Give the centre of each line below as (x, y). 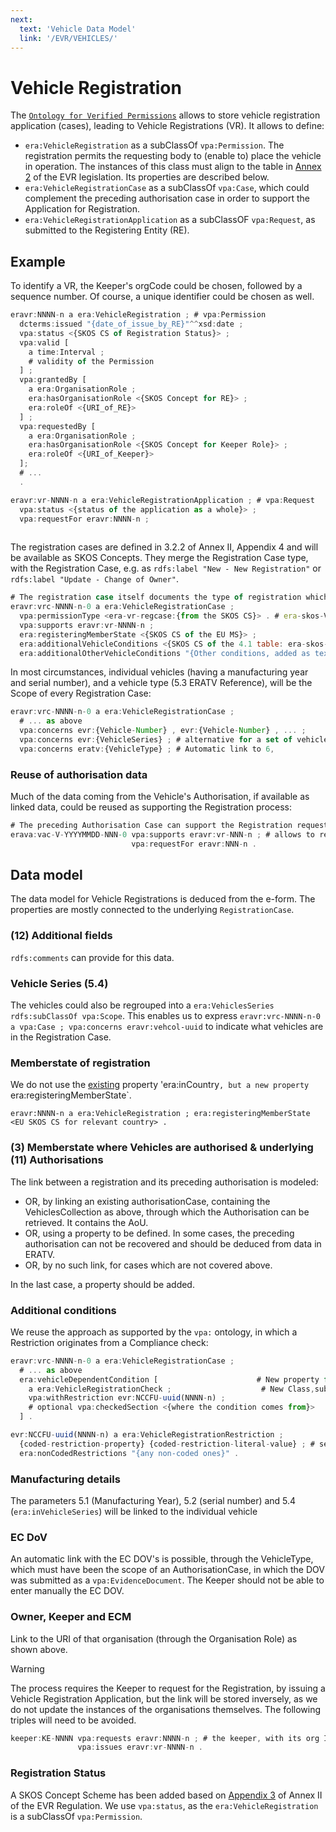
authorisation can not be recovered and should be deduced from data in (173, 1243)
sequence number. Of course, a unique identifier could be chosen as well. (162, 297)
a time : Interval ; (66, 352)
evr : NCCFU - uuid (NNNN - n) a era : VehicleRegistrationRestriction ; (147, 1435)
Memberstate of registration (80, 1063)
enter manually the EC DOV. (67, 1591)
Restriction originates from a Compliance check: (109, 1342)
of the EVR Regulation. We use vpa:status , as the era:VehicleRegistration (164, 1805)
